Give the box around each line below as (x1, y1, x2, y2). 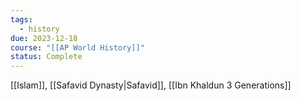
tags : (10, 14, 33, 25)
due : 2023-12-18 (10, 33, 78, 43)
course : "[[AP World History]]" (10, 42, 145, 53)
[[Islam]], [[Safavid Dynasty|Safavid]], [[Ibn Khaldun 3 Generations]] (10, 79, 292, 91)
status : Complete (10, 52, 83, 62)
